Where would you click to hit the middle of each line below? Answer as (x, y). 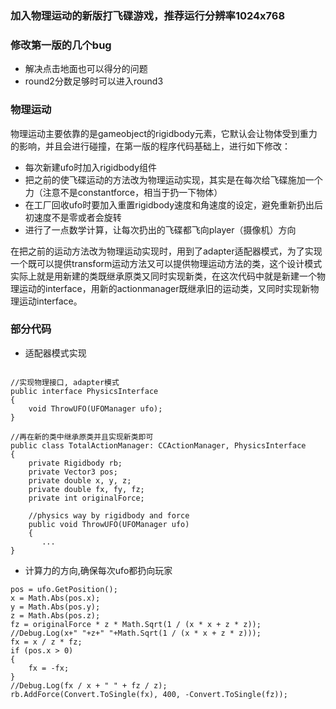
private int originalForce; (86, 498)
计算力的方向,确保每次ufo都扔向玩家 (98, 570)
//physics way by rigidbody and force (109, 515)
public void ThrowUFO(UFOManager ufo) (109, 524)
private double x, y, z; (80, 480)
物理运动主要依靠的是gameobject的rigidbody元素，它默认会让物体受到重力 (164, 133)
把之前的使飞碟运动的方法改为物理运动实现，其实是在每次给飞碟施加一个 (173, 179)
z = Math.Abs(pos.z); (55, 615)
